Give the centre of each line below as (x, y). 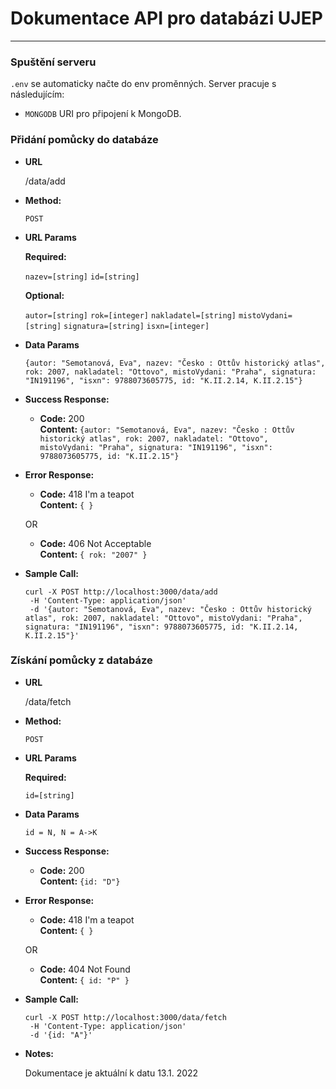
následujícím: (37, 94)
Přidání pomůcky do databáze (84, 140)
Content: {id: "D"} (80, 881)
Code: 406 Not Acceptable (95, 543)
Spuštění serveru (53, 62)
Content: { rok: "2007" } (93, 554)
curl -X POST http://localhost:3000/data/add (121, 592)
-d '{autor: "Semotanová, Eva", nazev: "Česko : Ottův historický (170, 609)
